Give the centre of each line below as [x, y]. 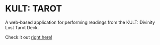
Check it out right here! [29, 37]
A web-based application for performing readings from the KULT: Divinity [80, 22]
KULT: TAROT [34, 9]
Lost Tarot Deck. [22, 27]
